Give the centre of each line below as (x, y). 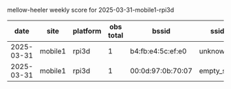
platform (87, 31)
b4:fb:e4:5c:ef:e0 (158, 51)
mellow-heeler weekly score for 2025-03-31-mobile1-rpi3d (91, 10)
